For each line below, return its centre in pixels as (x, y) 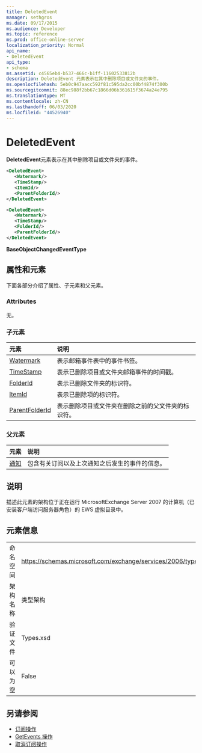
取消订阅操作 (31, 744)
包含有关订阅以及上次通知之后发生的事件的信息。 (97, 463)
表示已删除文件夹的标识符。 (96, 384)
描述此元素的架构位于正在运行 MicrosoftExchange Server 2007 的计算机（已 (100, 502)
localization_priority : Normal (45, 46)
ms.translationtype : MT (36, 96)
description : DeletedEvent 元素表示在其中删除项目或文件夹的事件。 (84, 79)
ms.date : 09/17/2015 (32, 23)
